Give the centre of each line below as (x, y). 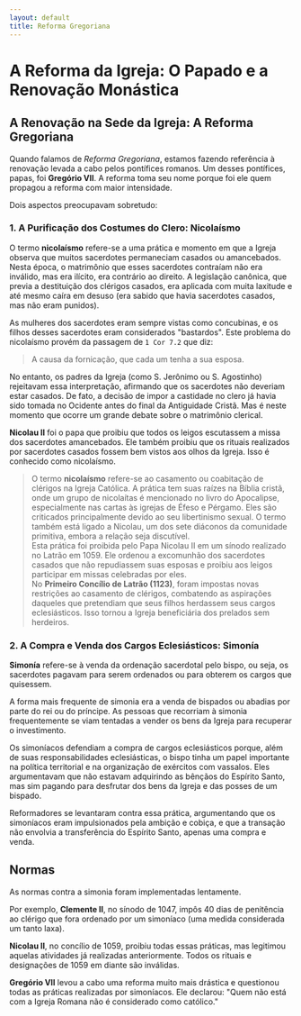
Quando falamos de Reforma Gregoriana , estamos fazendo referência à (142, 159)
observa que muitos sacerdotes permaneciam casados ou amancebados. (145, 257)
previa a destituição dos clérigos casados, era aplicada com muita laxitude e (151, 286)
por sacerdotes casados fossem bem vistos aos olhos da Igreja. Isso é (139, 451)
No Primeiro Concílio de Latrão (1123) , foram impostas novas (145, 584)
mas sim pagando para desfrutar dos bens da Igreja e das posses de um (143, 786)
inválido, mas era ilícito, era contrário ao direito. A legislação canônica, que (148, 277)
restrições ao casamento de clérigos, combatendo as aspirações (151, 593)
